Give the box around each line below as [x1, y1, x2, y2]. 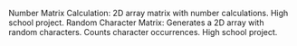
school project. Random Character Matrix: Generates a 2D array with [8, 17, 264, 28]
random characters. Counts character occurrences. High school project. [8, 27, 278, 37]
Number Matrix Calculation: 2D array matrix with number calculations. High [8, 8, 289, 18]
